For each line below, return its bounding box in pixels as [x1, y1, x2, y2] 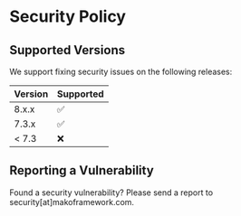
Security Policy [9, 6, 127, 27]
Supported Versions [9, 42, 125, 58]
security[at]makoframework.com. [9, 196, 134, 207]
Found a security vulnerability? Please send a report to [9, 187, 214, 198]
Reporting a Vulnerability [9, 163, 154, 178]
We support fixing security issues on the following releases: [9, 66, 233, 77]
